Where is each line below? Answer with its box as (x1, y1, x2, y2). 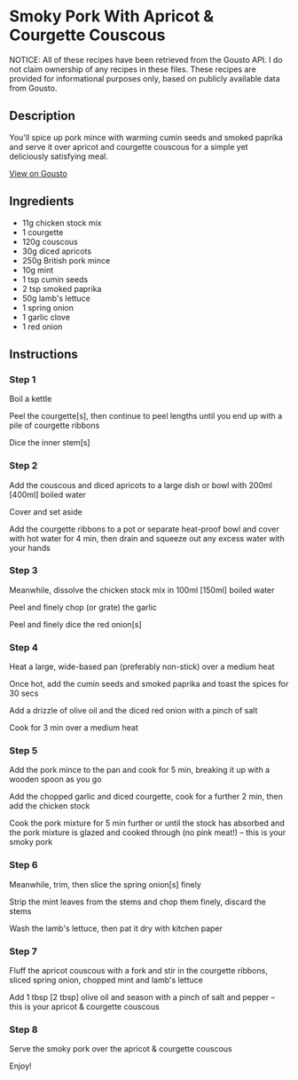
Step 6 (9, 859, 38, 871)
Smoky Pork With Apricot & (9, 6, 215, 27)
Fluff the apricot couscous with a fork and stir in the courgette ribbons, (9, 966, 268, 976)
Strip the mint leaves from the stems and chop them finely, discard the (9, 896, 266, 907)
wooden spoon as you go (9, 774, 102, 784)
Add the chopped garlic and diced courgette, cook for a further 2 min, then (9, 792, 284, 802)
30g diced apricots (21, 246, 91, 256)
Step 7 (9, 945, 37, 958)
